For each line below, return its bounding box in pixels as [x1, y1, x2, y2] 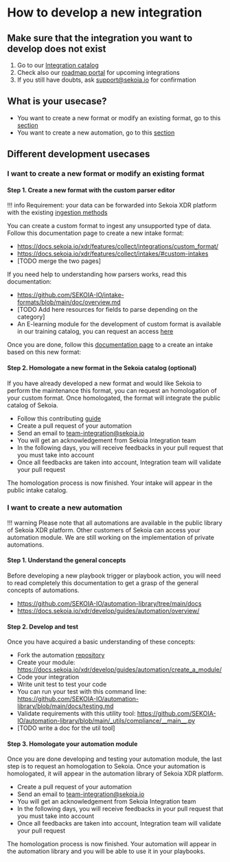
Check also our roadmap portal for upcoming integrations [16, 69, 180, 76]
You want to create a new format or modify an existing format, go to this [16, 113, 221, 122]
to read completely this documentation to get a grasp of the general [7, 579, 199, 587]
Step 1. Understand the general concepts [7, 556, 126, 565]
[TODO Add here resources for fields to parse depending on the [16, 306, 198, 314]
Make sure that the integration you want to [7, 32, 193, 44]
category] [16, 313, 45, 321]
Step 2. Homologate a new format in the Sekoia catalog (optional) [7, 363, 197, 372]
